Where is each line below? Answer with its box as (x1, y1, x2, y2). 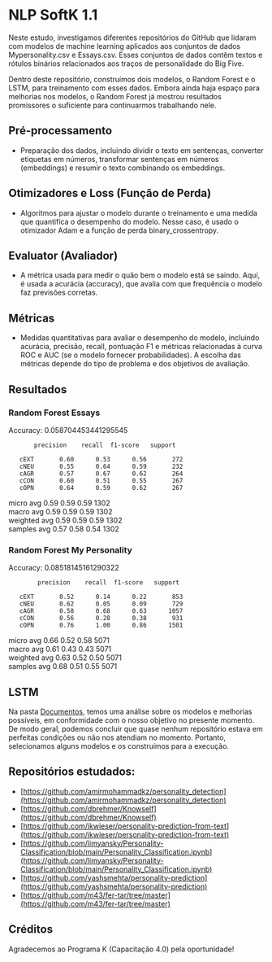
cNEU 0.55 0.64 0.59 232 (19, 462, 183, 470)
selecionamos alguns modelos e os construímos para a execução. (8, 741, 230, 750)
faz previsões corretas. (19, 287, 98, 298)
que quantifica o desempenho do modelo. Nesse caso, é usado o (19, 216, 240, 226)
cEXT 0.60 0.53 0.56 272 (19, 455, 183, 463)
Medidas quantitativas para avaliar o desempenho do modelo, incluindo (19, 333, 260, 343)
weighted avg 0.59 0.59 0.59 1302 (8, 515, 123, 525)
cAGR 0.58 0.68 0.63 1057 (19, 607, 183, 615)
